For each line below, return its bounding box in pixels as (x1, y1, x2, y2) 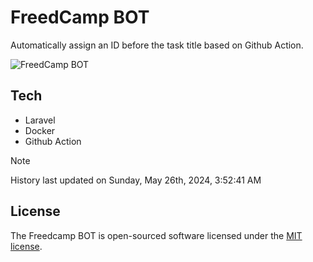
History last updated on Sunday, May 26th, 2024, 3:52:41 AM (10, 174, 262, 186)
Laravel (24, 114, 56, 126)
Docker (24, 124, 56, 136)
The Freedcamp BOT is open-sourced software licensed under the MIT (10, 229, 303, 241)
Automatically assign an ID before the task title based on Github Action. (10, 39, 304, 51)
